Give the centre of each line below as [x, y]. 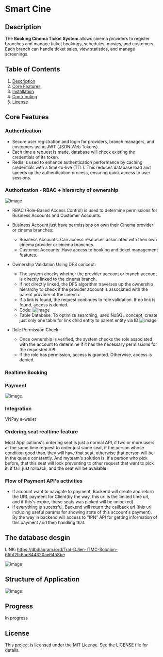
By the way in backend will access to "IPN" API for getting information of [85, 517]
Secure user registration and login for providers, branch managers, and [83, 142]
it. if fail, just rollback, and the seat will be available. [57, 468]
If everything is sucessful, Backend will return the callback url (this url [82, 507]
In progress [16, 618]
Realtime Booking [26, 372]
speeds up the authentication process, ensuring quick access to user [81, 172]
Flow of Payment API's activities [44, 481]
